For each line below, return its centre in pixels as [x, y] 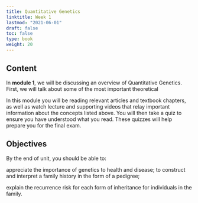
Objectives [27, 144]
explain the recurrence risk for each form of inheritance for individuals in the [99, 187]
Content [22, 68]
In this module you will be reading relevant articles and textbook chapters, [96, 100]
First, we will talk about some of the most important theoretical [82, 89]
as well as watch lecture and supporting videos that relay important [88, 106]
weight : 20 [20, 45]
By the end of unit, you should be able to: [56, 158]
